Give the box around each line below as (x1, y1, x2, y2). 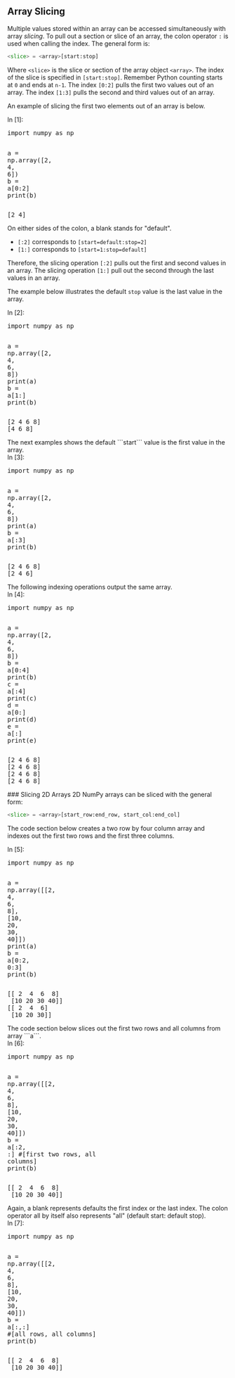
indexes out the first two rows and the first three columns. (7, 831, 175, 840)
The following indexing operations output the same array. (7, 582, 173, 591)
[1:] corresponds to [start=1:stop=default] (17, 245, 147, 253)
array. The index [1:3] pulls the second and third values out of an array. (7, 88, 215, 96)
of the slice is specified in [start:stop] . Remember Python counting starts (7, 73, 223, 82)
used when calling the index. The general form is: (7, 39, 150, 48)
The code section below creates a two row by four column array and (7, 824, 206, 832)
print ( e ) (7, 736, 37, 744)
